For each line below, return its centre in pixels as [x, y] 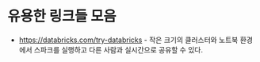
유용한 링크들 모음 [62, 16]
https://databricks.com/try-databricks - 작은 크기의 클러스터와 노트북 [128, 40]
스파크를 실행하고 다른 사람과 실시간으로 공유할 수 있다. [119, 49]
